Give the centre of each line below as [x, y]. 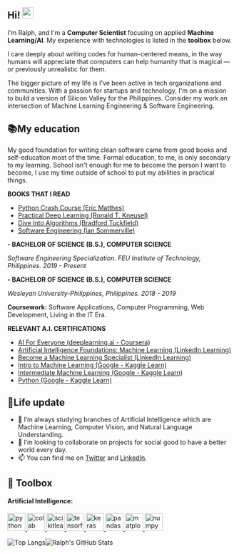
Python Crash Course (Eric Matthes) [71, 207]
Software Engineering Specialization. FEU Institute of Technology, [104, 258]
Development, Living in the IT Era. [57, 314]
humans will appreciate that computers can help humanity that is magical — [119, 61]
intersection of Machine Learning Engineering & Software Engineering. [111, 106]
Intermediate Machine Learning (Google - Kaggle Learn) [100, 372]
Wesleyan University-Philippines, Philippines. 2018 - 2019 [92, 293]
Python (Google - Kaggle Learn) [65, 380]
